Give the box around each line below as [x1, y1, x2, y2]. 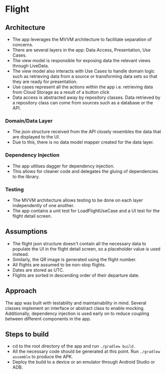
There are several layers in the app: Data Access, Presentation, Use [12, 47, 151, 53]
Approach [5, 287, 37, 295]
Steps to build [5, 330, 49, 338]
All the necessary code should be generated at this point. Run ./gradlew [12, 349, 161, 355]
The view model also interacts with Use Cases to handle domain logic [12, 68, 155, 74]
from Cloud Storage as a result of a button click [12, 89, 110, 95]
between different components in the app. [5, 315, 91, 321]
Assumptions [5, 227, 48, 236]
